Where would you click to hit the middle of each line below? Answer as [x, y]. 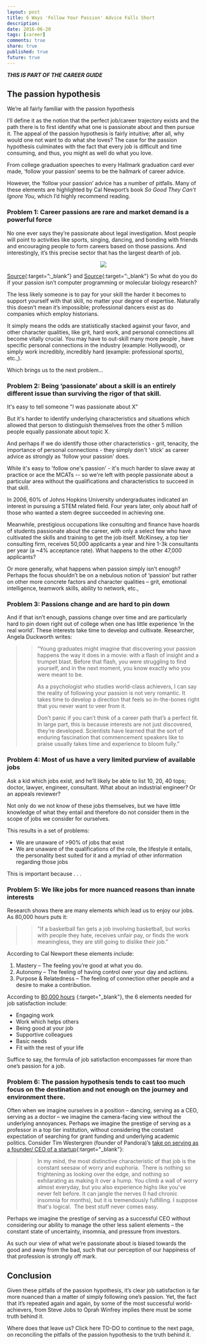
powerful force [30, 220]
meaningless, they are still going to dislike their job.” [103, 942]
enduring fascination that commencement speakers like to [110, 737]
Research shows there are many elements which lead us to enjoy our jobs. [101, 910]
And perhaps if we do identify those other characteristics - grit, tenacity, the [103, 443]
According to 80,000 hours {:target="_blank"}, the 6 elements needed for [99, 997]
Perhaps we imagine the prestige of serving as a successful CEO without [99, 1219]
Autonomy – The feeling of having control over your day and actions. [102, 972]
